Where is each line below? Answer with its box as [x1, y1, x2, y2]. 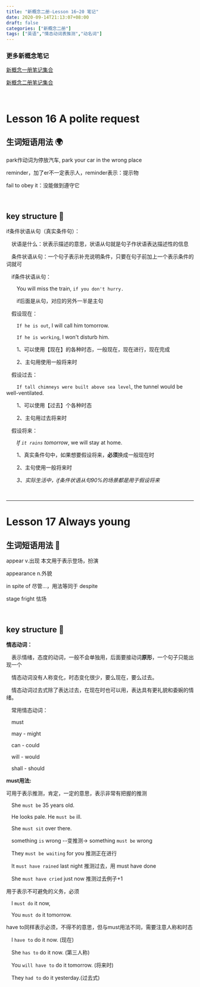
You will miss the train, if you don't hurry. [17, 285, 124, 292]
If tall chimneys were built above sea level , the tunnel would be [17, 383, 183, 391]
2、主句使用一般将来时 [17, 464, 73, 471]
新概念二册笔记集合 [6, 79, 54, 86]
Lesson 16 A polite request [6, 112, 140, 125]
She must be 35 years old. [11, 802, 75, 809]
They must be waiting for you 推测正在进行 [11, 850, 117, 857]
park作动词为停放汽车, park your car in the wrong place [6, 156, 142, 164]
